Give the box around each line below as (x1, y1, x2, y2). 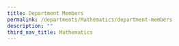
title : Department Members (7, 9, 84, 17)
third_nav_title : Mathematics (7, 28, 94, 36)
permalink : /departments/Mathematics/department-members (7, 16, 173, 23)
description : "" (7, 22, 53, 29)
